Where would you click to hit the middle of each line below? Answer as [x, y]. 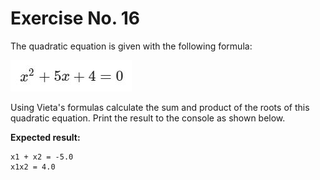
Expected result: [45, 137]
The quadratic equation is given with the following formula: [131, 46]
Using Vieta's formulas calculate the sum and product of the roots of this [160, 107]
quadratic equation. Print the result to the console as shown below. [148, 118]
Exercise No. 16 [75, 18]
